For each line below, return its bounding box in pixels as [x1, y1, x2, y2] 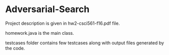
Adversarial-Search [5, 4, 90, 15]
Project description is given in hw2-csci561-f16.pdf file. [5, 20, 120, 26]
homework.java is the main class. [5, 30, 74, 36]
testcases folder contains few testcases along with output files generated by [5, 39, 164, 46]
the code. [5, 45, 25, 51]
